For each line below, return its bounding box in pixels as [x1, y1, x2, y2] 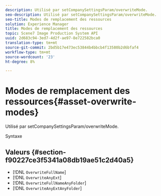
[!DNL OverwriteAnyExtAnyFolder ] [12, 185, 82, 191]
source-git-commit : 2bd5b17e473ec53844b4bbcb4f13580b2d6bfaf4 [5, 45, 139, 50]
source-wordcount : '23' [5, 54, 56, 60]
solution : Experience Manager [5, 21, 69, 27]
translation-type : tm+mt [5, 40, 58, 45]
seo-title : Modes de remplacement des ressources [5, 17, 112, 22]
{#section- [31, 148, 67, 157]
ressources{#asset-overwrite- [5, 96, 137, 108]
